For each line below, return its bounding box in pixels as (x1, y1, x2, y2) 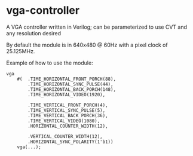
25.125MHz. (6, 47, 35, 54)
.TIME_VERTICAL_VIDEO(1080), (27, 118, 100, 124)
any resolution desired (6, 29, 62, 36)
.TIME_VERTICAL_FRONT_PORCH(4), (27, 102, 109, 108)
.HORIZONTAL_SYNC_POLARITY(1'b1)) (27, 139, 114, 145)
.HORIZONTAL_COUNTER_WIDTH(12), (27, 123, 109, 129)
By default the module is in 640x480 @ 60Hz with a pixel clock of (6, 41, 169, 48)
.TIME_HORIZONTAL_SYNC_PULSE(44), (27, 81, 114, 87)
